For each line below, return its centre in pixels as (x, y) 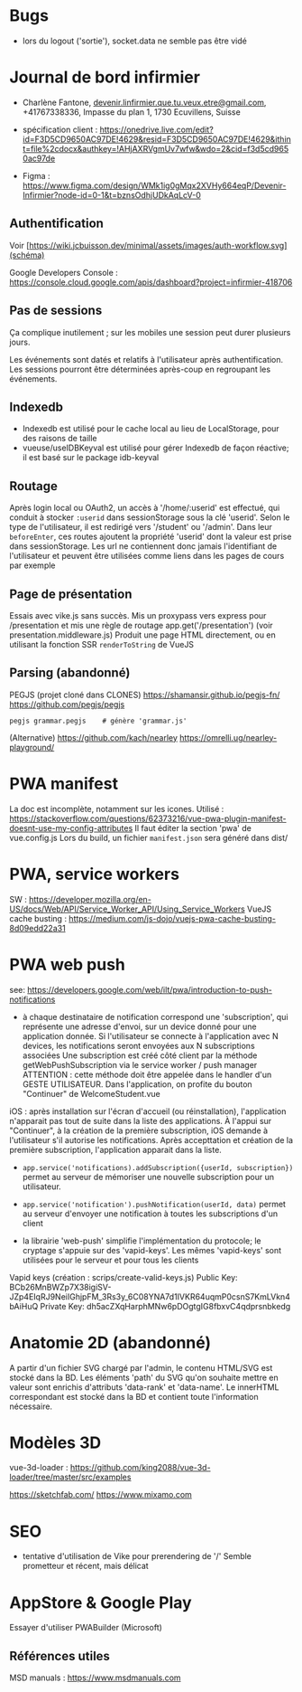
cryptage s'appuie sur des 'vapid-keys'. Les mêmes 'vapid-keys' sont (152, 1250)
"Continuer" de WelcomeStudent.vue (91, 1093)
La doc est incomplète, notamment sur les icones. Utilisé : (117, 808)
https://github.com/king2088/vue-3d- (140, 1468)
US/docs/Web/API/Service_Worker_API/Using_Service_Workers (127, 909)
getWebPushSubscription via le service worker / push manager (140, 1064)
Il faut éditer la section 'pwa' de (193, 827)
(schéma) (27, 255)
